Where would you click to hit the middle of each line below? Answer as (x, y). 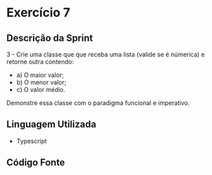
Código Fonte (36, 163)
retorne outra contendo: (40, 62)
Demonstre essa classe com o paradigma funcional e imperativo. (98, 103)
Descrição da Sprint (50, 38)
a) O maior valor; (40, 75)
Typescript (32, 141)
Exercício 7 (38, 13)
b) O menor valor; (41, 82)
